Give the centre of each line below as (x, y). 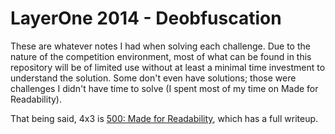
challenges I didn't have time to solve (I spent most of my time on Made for (164, 88)
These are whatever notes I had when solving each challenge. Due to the (160, 46)
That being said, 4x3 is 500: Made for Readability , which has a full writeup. (164, 118)
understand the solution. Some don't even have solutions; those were (153, 78)
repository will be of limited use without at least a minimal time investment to (168, 67)
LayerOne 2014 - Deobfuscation (146, 18)
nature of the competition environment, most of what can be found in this (161, 56)
